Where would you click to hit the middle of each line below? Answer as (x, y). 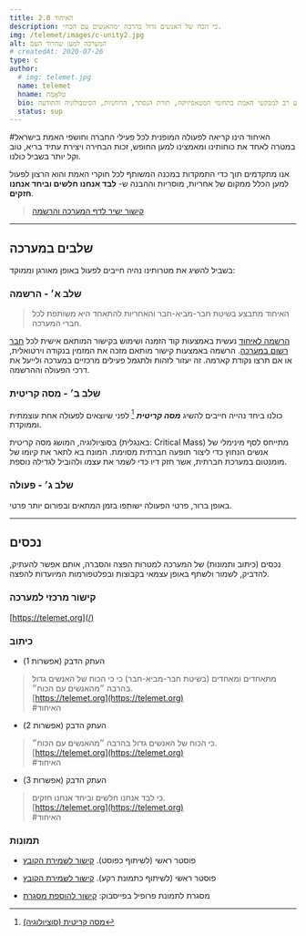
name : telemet (44, 86)
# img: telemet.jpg (55, 77)
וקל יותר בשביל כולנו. (45, 157)
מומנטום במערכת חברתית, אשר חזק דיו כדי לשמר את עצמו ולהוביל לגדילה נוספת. (148, 462)
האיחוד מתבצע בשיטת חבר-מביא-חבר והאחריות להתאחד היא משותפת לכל (160, 314)
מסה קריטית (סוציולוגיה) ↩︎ (68, 922)
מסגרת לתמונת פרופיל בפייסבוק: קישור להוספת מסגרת (117, 896)
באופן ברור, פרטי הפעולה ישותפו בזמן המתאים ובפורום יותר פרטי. (121, 505)
